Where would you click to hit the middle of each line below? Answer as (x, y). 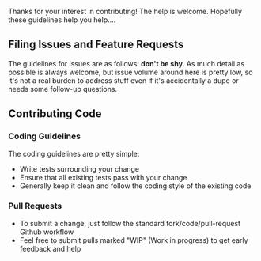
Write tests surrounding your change (79, 168)
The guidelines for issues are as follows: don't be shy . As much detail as (127, 63)
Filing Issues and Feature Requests (96, 45)
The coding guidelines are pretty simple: (74, 153)
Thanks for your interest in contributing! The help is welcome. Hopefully (125, 11)
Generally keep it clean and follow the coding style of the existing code (135, 186)
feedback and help (50, 248)
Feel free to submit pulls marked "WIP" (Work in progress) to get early (134, 240)
